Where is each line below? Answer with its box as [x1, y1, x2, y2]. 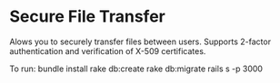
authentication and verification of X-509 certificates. [9, 45, 206, 56]
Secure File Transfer [9, 6, 165, 27]
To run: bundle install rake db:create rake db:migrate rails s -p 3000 [9, 63, 264, 74]
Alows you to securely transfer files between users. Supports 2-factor [9, 36, 271, 47]
